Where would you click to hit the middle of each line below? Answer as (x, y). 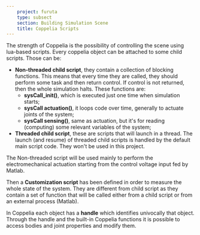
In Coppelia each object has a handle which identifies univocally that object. (100, 213)
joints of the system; (49, 115)
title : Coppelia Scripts (48, 28)
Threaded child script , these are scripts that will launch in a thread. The (104, 134)
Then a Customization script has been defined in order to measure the (94, 182)
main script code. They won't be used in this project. (80, 146)
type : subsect (34, 17)
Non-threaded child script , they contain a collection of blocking (94, 70)
